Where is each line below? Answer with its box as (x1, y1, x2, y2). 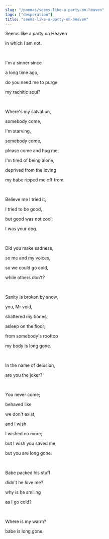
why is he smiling (5, 489, 41, 495)
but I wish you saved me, (5, 440, 57, 446)
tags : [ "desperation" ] (5, 12, 53, 17)
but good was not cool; (5, 216, 53, 222)
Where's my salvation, (5, 109, 51, 115)
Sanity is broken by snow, (5, 294, 58, 300)
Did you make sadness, (5, 245, 54, 251)
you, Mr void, (5, 304, 33, 310)
